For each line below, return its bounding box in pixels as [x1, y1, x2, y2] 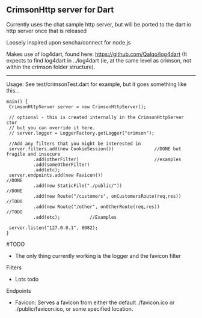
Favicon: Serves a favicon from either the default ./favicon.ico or [14, 299, 175, 306]
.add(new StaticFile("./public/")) [32, 183, 122, 189]
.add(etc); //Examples [32, 214, 117, 220]
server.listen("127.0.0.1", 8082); [8, 225, 98, 231]
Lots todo [14, 275, 39, 283]
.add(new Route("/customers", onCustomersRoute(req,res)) [32, 193, 182, 199]
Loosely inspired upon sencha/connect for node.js [6, 38, 131, 46]
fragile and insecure [6, 151, 61, 157]
